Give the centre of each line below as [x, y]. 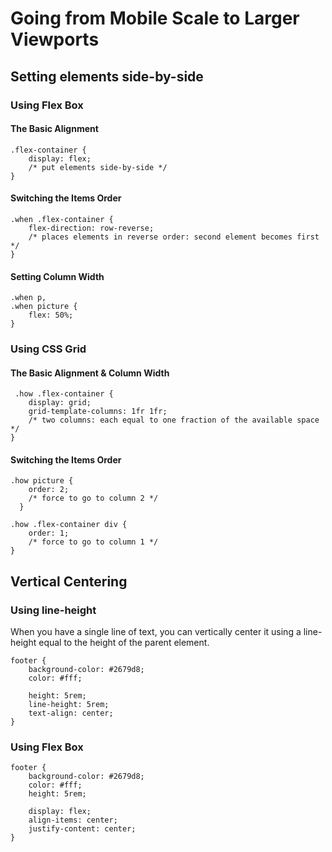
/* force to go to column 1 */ [93, 542]
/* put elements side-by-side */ [98, 167]
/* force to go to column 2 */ [93, 498]
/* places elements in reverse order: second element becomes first [174, 237]
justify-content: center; [82, 829]
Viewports [55, 39]
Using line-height [53, 610]
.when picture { [44, 307]
